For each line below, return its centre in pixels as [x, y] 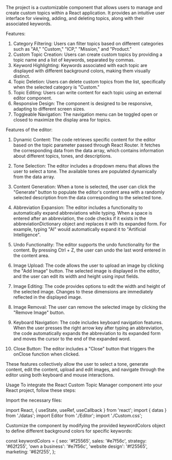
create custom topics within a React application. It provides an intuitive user [85, 13]
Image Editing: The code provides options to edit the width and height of [89, 286]
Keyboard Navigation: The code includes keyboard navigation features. [88, 322]
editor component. [33, 98]
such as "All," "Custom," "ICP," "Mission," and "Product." [72, 49]
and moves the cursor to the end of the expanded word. [72, 339]
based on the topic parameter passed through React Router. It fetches [87, 145]
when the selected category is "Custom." [56, 87]
